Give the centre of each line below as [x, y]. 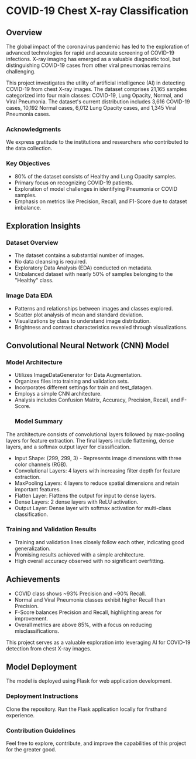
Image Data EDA [30, 296]
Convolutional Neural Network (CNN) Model [88, 345]
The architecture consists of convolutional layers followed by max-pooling [95, 434]
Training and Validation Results [51, 529]
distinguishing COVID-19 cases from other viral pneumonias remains [88, 65]
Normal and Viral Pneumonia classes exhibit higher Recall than [90, 599]
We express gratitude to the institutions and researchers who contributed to [97, 142]
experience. [20, 715]
